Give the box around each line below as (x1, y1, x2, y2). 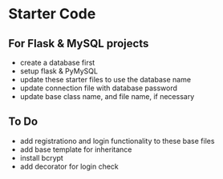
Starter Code (8, 5, 96, 23)
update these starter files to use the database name (19, 75, 191, 84)
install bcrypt (19, 153, 64, 162)
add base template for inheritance (19, 145, 132, 154)
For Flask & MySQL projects (8, 37, 149, 50)
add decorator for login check (19, 161, 119, 171)
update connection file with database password (19, 83, 178, 93)
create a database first (19, 58, 95, 67)
